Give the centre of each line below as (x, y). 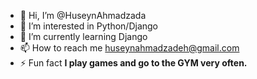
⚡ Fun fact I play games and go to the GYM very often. (133, 63)
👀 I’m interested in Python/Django (89, 26)
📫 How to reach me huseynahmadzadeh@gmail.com (129, 48)
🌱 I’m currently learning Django (83, 36)
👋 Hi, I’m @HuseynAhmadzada (83, 15)
